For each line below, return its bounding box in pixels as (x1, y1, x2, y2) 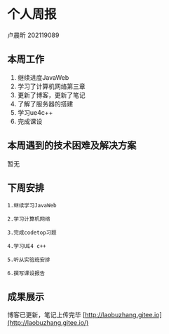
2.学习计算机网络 (7, 216, 50, 223)
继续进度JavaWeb (17, 73, 69, 81)
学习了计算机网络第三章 (17, 82, 86, 90)
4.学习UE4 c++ (7, 243, 47, 250)
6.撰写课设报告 (7, 270, 46, 277)
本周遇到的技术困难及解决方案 (7, 139, 137, 151)
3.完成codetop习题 (7, 229, 57, 237)
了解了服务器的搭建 (17, 99, 74, 108)
